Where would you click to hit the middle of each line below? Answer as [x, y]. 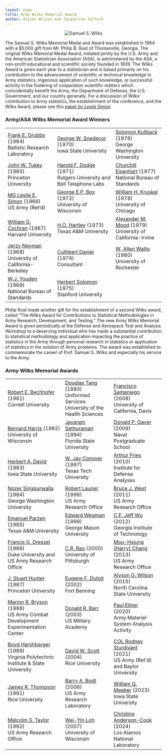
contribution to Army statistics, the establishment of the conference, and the [83, 101]
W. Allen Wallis [133, 249]
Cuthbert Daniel [76, 252]
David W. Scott [82, 651]
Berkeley [18, 270]
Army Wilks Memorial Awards [42, 370]
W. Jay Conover [84, 458]
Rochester [127, 267]
